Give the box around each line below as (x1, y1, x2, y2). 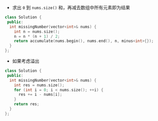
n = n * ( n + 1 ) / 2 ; (14, 34, 60, 39)
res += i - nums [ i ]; (18, 92, 62, 97)
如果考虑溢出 (12, 58, 39, 64)
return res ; (14, 102, 39, 107)
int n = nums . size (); (14, 29, 60, 34)
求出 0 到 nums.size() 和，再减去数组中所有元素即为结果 (12, 5, 130, 10)
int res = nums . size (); (14, 83, 65, 88)
